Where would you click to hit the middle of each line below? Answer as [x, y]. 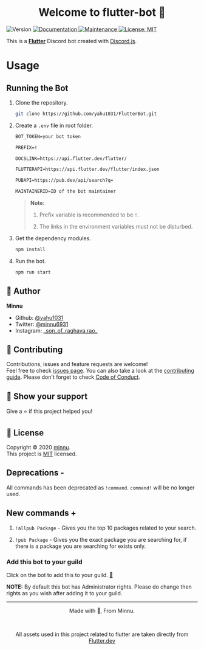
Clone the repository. [41, 102]
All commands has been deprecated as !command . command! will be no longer [101, 487]
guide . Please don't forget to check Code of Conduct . [73, 377]
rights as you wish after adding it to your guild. [64, 593]
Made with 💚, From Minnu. [102, 610]
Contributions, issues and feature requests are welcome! [77, 364]
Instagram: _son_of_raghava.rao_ [56, 330]
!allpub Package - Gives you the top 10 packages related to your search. [106, 528]
